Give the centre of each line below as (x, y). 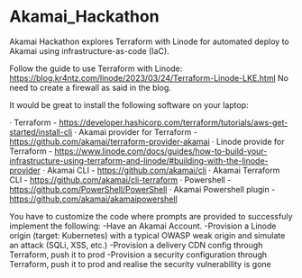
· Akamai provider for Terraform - (136, 131)
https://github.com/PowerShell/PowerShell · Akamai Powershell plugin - (142, 189)
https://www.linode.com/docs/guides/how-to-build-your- (160, 151)
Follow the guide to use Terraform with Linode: (96, 68)
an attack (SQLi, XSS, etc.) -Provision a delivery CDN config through (136, 245)
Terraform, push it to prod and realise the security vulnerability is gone (141, 264)
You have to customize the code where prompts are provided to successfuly (151, 216)
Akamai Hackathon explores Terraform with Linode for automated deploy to (150, 41)
